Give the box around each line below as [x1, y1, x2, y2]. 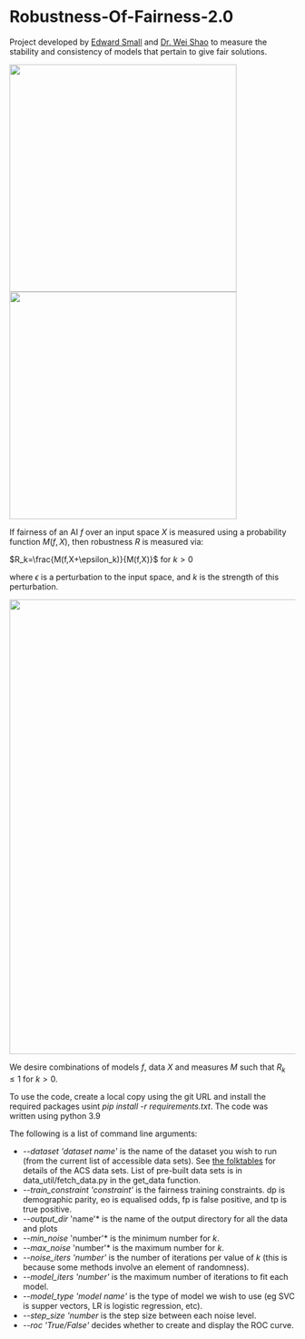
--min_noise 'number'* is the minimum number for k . [22, 1233, 220, 1243]
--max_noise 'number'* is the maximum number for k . [22, 1242, 225, 1253]
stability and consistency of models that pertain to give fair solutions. [9, 45, 268, 56]
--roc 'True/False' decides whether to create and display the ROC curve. [22, 1319, 294, 1330]
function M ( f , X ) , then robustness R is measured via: [9, 536, 204, 547]
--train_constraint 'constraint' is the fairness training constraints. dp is [22, 1184, 286, 1195]
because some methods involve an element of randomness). [22, 1262, 250, 1273]
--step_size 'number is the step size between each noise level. [22, 1310, 257, 1321]
